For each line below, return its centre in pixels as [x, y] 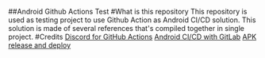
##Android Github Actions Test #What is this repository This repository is [128, 12]
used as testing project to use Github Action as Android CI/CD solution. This [132, 20]
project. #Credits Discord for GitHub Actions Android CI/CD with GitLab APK [132, 37]
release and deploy [40, 45]
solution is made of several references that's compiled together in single [126, 28]
